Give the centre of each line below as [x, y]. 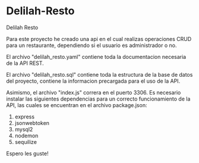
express [24, 117]
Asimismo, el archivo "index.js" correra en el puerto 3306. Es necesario [94, 92]
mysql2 [24, 129]
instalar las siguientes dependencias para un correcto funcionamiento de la [98, 99]
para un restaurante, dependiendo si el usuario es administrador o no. [91, 45]
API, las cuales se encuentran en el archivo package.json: [77, 105]
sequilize [26, 142]
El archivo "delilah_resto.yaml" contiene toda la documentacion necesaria [96, 57]
